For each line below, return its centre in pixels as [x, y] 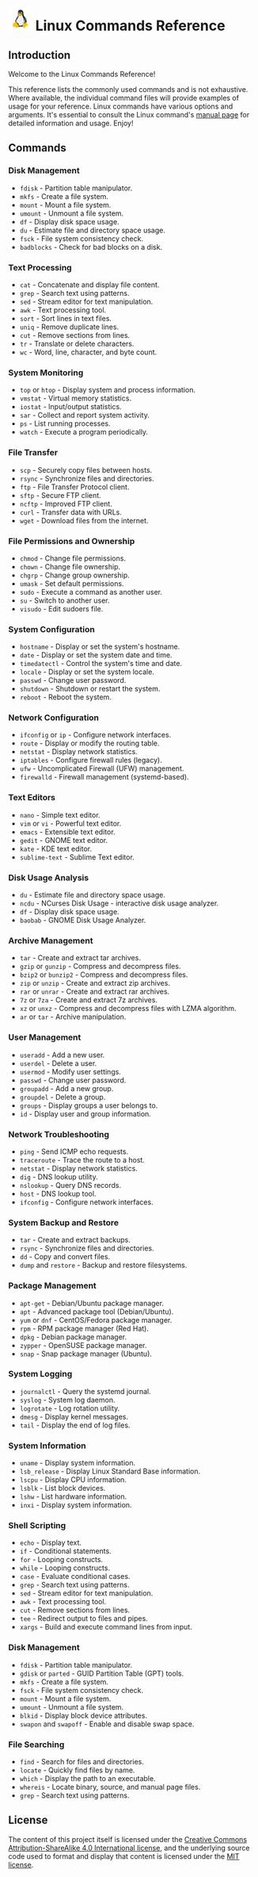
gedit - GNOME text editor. [64, 840]
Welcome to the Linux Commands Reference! [82, 74]
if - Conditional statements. [66, 1551]
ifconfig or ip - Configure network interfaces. [95, 735]
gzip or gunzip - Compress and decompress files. [100, 967]
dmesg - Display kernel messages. [74, 1416]
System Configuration [51, 629]
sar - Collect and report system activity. [85, 416]
